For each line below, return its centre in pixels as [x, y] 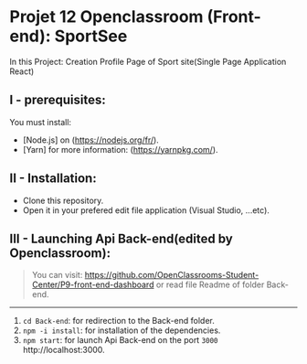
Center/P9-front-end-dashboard [93, 284]
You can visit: [57, 275]
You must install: [40, 122]
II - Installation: [53, 179]
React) [22, 71]
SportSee [91, 36]
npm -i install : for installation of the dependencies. [122, 330]
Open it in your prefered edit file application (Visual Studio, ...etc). [146, 210]
